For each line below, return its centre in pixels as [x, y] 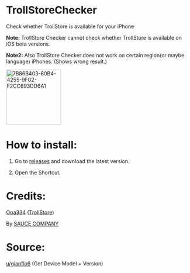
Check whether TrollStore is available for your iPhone [70, 26]
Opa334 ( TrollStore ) [30, 212]
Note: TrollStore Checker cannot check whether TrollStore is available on [94, 37]
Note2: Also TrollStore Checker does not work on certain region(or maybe [95, 55]
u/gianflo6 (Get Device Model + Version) [55, 263]
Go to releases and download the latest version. [72, 161]
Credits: [26, 196]
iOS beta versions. [28, 44]
